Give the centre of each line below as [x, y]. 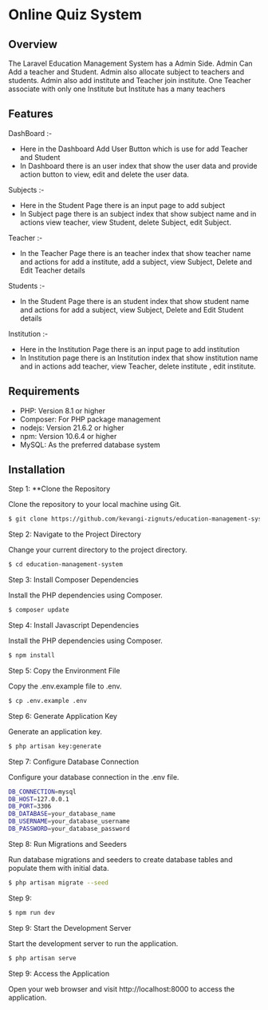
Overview [33, 44]
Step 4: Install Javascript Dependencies [74, 625]
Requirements [44, 391]
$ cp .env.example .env [48, 701]
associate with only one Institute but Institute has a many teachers [117, 89]
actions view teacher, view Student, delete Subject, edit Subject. [125, 222]
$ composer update [39, 610]
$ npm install [32, 656]
